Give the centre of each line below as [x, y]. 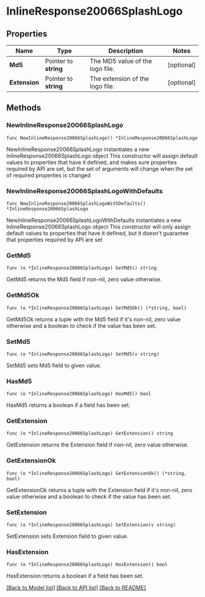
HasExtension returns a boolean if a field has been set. [75, 576]
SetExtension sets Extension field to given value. [67, 536]
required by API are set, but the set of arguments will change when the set [100, 168]
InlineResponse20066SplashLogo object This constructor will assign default [102, 156]
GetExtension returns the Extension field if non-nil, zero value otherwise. [98, 445]
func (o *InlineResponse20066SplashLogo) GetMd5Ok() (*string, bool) [97, 308]
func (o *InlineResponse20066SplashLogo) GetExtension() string [90, 434]
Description [126, 51]
